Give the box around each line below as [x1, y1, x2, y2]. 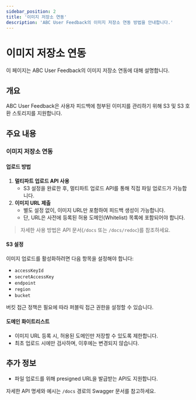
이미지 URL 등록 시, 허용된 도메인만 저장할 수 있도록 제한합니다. [14, 332, 159, 340]
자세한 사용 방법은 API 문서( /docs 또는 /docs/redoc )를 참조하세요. [20, 226, 171, 233]
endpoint [14, 280, 36, 286]
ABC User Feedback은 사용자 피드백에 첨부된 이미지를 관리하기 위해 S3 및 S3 [6, 102, 184, 110]
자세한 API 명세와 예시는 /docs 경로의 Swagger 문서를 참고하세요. [6, 387, 156, 394]
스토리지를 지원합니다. [12, 110, 62, 117]
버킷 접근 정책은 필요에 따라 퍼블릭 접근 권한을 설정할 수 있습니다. [6, 303, 154, 310]
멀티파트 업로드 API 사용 [14, 177, 70, 184]
